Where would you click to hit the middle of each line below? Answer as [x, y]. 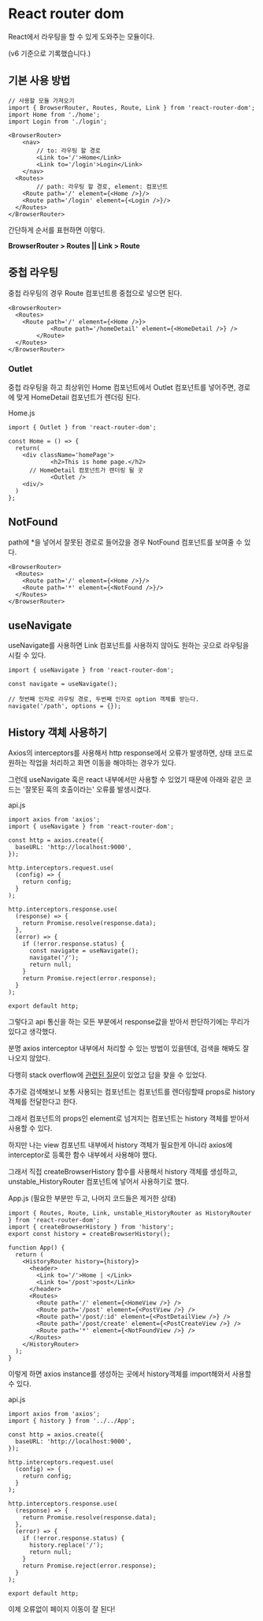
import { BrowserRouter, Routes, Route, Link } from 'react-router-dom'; [132, 107]
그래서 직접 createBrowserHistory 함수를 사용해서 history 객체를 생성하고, [123, 1172]
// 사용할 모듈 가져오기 [41, 101]
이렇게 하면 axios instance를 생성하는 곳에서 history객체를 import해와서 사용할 [130, 1374]
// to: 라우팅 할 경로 [69, 151]
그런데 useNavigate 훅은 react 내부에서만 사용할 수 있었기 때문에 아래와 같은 [126, 780]
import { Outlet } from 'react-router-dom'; [82, 427]
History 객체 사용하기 [58, 732]
